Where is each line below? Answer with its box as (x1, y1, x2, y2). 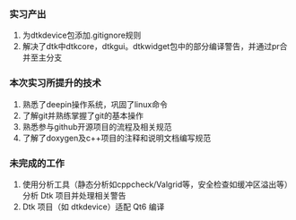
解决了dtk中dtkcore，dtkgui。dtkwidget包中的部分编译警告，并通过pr (22, 41, 280, 52)
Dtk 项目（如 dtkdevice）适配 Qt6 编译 (22, 201, 165, 212)
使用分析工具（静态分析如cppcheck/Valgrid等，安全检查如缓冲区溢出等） (22, 179, 289, 190)
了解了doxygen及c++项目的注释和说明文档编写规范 (22, 132, 212, 143)
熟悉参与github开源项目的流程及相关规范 (22, 121, 172, 131)
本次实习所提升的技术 (9, 77, 101, 89)
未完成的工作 (9, 157, 65, 169)
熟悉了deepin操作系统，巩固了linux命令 (22, 98, 168, 109)
